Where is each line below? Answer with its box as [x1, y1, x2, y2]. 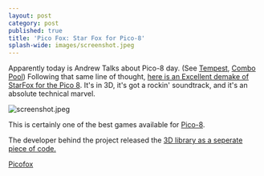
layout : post [8, 11, 52, 20]
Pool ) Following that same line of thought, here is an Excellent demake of [8, 72, 250, 82]
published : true [8, 26, 63, 34]
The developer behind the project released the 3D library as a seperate [8, 135, 243, 145]
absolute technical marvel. [8, 89, 96, 98]
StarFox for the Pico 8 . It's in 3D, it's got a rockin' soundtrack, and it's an [8, 81, 248, 90]
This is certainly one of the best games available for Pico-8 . [8, 120, 205, 130]
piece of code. [8, 144, 56, 154]
